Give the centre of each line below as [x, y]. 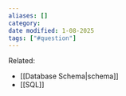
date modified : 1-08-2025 [51, 30]
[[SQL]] [32, 85]
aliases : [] [28, 16]
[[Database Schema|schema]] [69, 76]
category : [25, 23]
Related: [22, 61]
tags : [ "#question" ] [43, 38]
